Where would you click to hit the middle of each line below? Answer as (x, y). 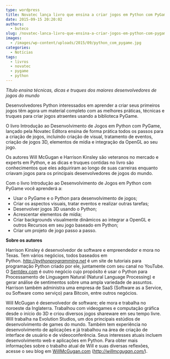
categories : (18, 48)
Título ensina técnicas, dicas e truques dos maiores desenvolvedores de (81, 90)
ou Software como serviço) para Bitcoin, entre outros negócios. (72, 293)
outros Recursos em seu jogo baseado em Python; (66, 225)
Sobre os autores (24, 240)
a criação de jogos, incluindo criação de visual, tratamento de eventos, (79, 137)
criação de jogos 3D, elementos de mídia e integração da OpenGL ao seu (82, 142)
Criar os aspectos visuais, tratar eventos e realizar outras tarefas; (81, 203)
